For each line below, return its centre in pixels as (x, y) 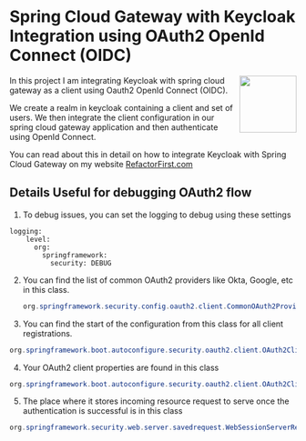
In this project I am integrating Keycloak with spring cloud (117, 80)
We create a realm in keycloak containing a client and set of (122, 107)
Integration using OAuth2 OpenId (138, 36)
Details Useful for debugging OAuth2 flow (131, 193)
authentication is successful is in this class (102, 411)
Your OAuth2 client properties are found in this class (121, 367)
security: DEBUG (81, 263)
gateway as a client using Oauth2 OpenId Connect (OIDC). (119, 90)
